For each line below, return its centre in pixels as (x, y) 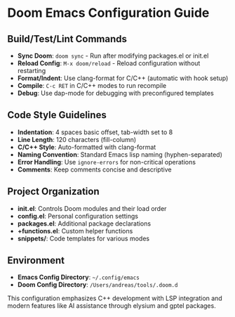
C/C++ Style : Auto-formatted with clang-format (87, 147)
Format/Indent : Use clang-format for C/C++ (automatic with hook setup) (123, 78)
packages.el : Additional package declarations (84, 224)
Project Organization (53, 192)
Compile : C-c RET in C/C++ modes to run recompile (92, 85)
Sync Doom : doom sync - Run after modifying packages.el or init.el (113, 56)
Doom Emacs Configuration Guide (108, 13)
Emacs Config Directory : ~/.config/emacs (79, 277)
